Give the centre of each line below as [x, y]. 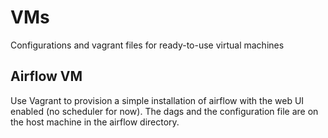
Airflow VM [46, 76]
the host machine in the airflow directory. [95, 122]
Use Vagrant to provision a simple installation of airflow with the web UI [157, 100]
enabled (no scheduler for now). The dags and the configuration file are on [164, 111]
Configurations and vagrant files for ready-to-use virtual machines [147, 45]
